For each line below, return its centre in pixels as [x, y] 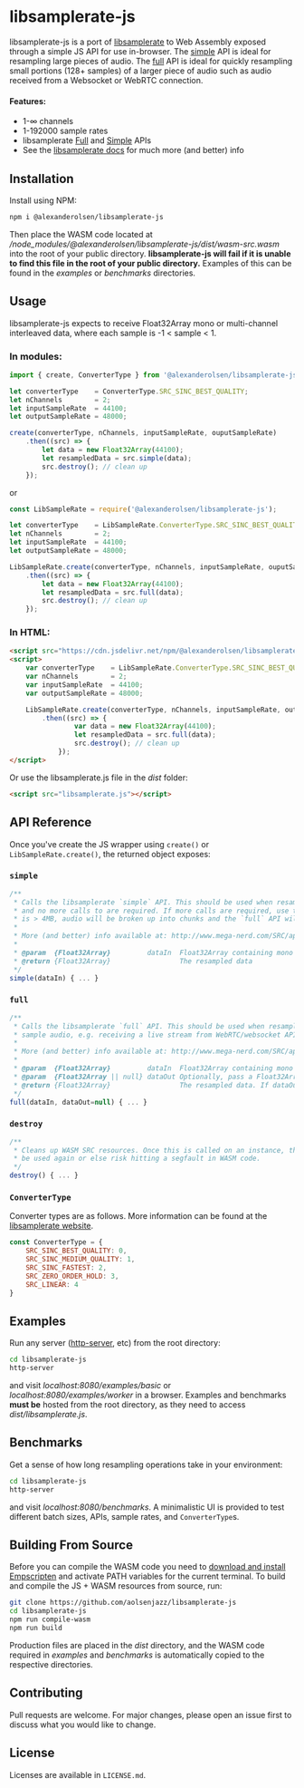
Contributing [46, 1693]
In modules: [36, 356]
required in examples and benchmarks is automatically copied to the [137, 1655]
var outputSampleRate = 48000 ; [85, 693]
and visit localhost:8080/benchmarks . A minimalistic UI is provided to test [147, 1507]
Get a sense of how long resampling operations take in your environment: [146, 1464]
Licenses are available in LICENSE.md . [78, 1774]
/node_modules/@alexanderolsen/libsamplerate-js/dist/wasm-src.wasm [145, 244]
